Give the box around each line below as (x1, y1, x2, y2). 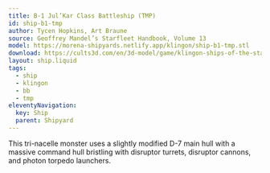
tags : (8, 64, 27, 72)
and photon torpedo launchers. (8, 155, 111, 165)
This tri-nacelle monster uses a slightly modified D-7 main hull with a (8, 138, 235, 148)
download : (8, 49, 42, 57)
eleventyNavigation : (8, 101, 78, 109)
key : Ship (15, 109, 48, 117)
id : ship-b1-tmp (8, 19, 63, 27)
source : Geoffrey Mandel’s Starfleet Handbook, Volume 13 (8, 34, 207, 43)
